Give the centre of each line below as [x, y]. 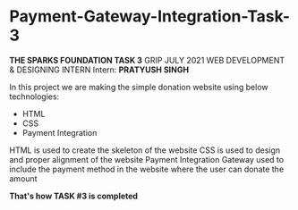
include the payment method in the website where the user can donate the [147, 169]
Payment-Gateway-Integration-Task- [150, 17]
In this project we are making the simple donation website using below [139, 87]
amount [23, 178]
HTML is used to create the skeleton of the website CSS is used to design [145, 150]
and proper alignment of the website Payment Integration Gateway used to [147, 159]
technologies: [34, 97]
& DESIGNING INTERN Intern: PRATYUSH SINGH [99, 70]
